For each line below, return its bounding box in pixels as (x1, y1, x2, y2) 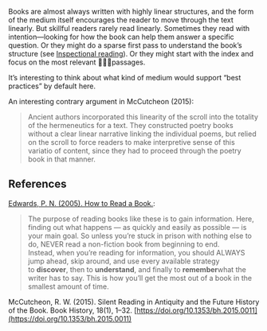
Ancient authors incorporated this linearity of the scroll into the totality (27, 112, 259, 122)
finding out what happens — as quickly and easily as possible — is (27, 222, 247, 232)
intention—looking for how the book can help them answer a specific (8, 32, 235, 41)
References (8, 177, 67, 191)
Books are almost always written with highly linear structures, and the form (8, 7, 254, 16)
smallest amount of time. (27, 282, 109, 291)
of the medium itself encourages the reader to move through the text (8, 15, 234, 25)
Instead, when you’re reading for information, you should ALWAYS (27, 247, 245, 257)
